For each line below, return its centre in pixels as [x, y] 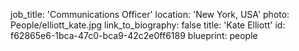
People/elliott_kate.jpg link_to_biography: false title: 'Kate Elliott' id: [148, 25]
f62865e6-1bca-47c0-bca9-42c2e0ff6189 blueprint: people [134, 35]
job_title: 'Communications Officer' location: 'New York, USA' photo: [150, 14]
